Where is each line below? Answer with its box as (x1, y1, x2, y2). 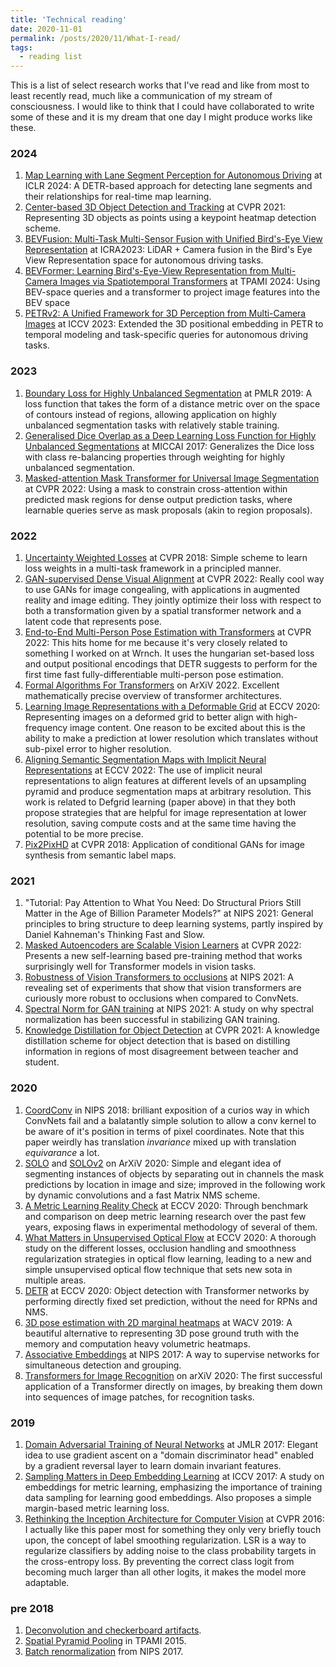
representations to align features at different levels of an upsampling (24, 775, 307, 787)
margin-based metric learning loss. (24, 1502, 170, 1514)
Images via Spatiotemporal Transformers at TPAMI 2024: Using (59, 276, 321, 288)
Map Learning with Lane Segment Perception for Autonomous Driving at (24, 169, 323, 181)
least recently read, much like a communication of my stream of (10, 90, 273, 102)
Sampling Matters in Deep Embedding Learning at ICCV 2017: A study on (24, 1470, 325, 1482)
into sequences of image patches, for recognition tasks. (24, 1391, 255, 1403)
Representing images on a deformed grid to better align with (24, 711, 274, 723)
